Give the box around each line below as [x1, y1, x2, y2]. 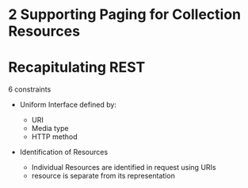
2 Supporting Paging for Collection [8, 6, 242, 24]
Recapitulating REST [8, 58, 146, 77]
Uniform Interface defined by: [19, 100, 117, 110]
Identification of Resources [19, 148, 109, 157]
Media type [31, 124, 69, 133]
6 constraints [8, 85, 52, 94]
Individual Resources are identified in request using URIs [31, 163, 216, 172]
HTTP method [31, 132, 78, 141]
